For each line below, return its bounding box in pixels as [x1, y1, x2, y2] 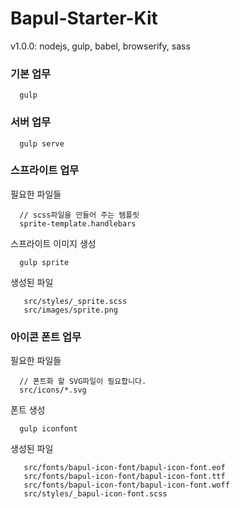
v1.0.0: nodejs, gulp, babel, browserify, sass [10, 40, 191, 52]
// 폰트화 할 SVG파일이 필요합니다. [19, 377, 147, 387]
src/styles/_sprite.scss [23, 296, 128, 306]
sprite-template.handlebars [19, 218, 137, 229]
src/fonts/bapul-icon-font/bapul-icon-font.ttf [23, 472, 226, 482]
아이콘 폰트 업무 [10, 330, 82, 344]
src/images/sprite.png [23, 305, 118, 315]
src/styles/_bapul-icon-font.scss [23, 489, 168, 499]
